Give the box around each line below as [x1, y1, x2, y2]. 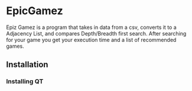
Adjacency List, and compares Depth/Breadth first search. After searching [6, 30, 187, 37]
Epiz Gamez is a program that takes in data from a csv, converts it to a [6, 24, 177, 31]
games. [6, 43, 25, 50]
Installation [6, 60, 48, 70]
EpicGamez [6, 4, 63, 18]
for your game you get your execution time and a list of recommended [6, 36, 177, 43]
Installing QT [6, 77, 44, 86]
